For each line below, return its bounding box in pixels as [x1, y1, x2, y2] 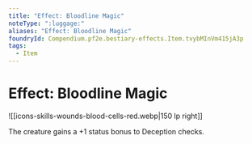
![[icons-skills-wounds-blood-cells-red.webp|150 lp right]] [8, 111, 204, 121]
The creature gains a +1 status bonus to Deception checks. [8, 126, 204, 136]
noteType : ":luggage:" [8, 19, 85, 28]
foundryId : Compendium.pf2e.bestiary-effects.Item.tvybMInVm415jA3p [8, 34, 244, 43]
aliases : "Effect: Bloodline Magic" [8, 27, 132, 35]
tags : [8, 42, 27, 50]
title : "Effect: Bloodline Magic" [8, 11, 125, 20]
